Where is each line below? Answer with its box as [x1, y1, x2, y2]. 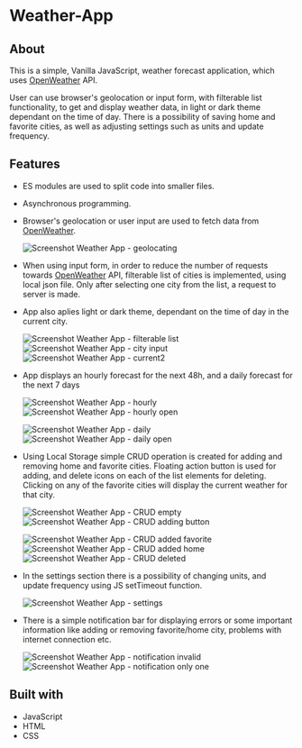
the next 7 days [22, 379, 80, 390]
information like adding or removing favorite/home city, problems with [22, 624, 282, 635]
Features [9, 157, 60, 172]
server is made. [22, 288, 81, 299]
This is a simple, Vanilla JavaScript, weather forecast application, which [9, 65, 275, 76]
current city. [22, 315, 69, 326]
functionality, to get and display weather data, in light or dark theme [9, 102, 261, 113]
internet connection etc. [22, 634, 112, 644]
